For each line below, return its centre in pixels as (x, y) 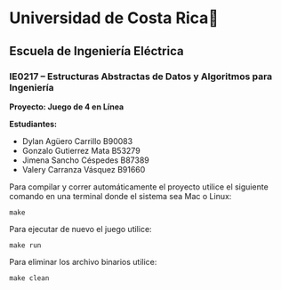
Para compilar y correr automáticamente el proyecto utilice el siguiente (139, 187)
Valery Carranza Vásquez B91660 (84, 169)
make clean (29, 278)
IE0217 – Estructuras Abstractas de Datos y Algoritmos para (141, 77)
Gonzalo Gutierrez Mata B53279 (81, 150)
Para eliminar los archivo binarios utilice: (83, 262)
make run (25, 245)
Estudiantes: (33, 124)
